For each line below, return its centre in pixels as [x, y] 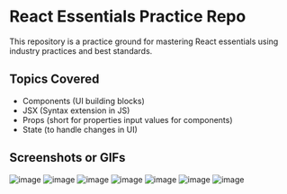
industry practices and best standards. [81, 50]
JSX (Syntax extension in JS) [76, 110]
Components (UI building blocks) [84, 101]
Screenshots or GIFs [67, 158]
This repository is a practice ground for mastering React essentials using [144, 41]
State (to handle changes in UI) [80, 129]
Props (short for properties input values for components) [127, 119]
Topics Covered [54, 79]
